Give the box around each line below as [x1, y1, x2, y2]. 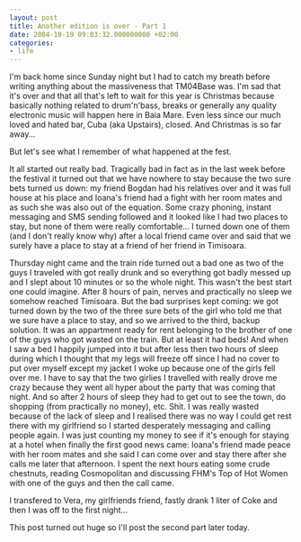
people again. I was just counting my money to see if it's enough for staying [9, 429, 289, 441]
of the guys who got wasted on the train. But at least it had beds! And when [9, 334, 289, 345]
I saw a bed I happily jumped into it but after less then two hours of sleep [9, 344, 279, 355]
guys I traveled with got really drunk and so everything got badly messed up [9, 267, 292, 278]
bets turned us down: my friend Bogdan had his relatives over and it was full [9, 183, 292, 194]
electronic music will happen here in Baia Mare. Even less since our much [9, 110, 281, 121]
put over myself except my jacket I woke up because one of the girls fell [9, 363, 276, 374]
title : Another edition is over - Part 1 [9, 22, 167, 31]
